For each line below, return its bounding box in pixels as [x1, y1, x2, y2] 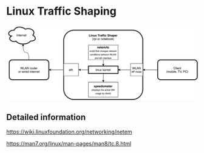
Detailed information [6, 112, 86, 123]
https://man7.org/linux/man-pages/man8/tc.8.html [6, 140, 132, 148]
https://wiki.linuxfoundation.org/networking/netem [6, 128, 132, 135]
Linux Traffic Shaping [6, 4, 117, 18]
